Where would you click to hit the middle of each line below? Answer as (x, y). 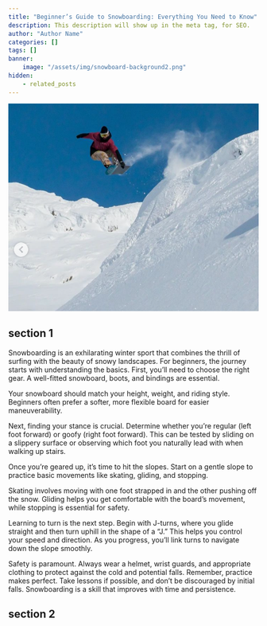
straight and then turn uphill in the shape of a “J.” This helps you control (125, 531)
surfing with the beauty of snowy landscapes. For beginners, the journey (127, 361)
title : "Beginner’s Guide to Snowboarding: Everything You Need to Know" (133, 17)
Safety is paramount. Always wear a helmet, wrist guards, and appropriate (130, 563)
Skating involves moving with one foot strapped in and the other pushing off (132, 491)
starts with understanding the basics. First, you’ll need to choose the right (129, 370)
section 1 (31, 333)
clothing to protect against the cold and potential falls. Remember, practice (130, 572)
